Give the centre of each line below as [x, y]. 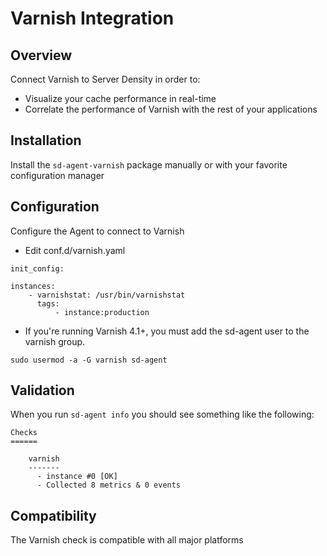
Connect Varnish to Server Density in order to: [105, 79]
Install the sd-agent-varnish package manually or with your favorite [149, 164]
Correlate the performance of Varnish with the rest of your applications [171, 109]
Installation [46, 140]
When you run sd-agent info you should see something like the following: [162, 414]
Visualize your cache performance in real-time [120, 98]
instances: [33, 286]
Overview [41, 55]
